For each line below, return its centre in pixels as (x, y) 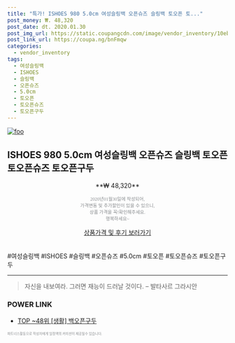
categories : (24, 46)
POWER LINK (30, 304)
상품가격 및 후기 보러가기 (117, 232)
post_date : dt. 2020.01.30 (47, 27)
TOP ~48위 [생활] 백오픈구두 (57, 321)
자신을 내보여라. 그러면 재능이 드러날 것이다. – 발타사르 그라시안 (111, 286)
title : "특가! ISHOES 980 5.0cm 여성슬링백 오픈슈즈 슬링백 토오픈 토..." (105, 14)
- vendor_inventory (42, 53)
